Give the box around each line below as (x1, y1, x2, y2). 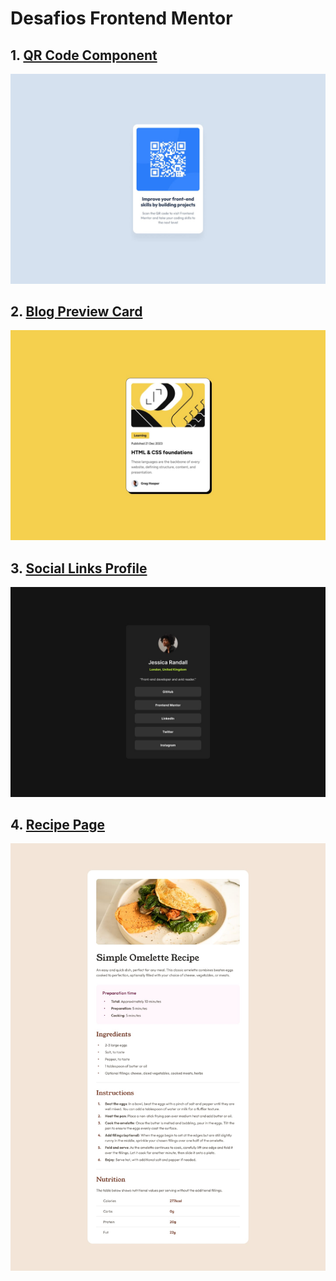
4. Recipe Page (10, 817, 105, 834)
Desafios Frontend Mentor (10, 7, 233, 30)
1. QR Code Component (10, 47, 158, 64)
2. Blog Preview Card (10, 303, 143, 321)
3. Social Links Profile (10, 560, 148, 577)
